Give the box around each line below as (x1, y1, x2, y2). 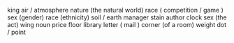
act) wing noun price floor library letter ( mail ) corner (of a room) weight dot (7, 21, 227, 28)
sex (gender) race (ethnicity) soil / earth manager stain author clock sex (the (7, 13, 227, 21)
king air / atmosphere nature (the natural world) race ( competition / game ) (7, 6, 224, 14)
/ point (7, 28, 27, 36)
